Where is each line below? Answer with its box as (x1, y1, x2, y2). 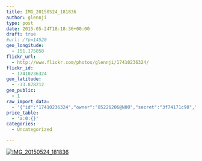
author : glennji (6, 14, 47, 21)
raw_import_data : (6, 98, 50, 104)
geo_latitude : (6, 76, 42, 82)
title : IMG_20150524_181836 (6, 8, 77, 15)
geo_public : (6, 87, 36, 93)
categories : (6, 121, 36, 127)
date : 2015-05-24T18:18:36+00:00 (6, 25, 90, 32)
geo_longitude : (6, 43, 44, 49)
